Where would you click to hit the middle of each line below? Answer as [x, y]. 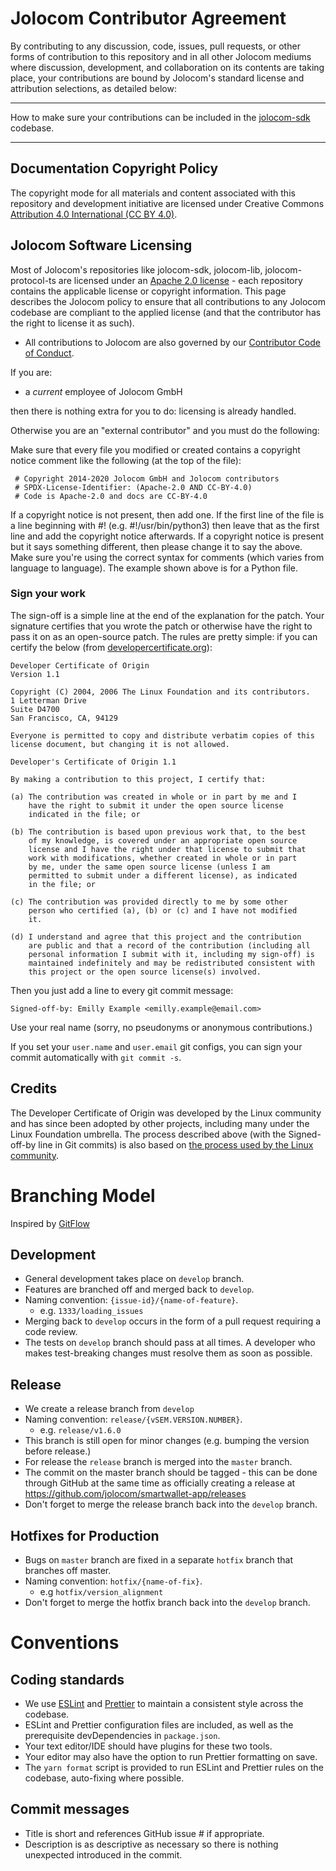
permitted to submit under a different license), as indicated [163, 875]
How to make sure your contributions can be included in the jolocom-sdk [160, 117]
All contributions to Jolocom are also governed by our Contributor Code [172, 342]
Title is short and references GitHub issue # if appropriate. [144, 1833]
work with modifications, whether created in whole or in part [163, 858]
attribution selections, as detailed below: [93, 88]
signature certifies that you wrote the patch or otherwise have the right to [161, 626]
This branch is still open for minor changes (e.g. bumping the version [167, 1441]
